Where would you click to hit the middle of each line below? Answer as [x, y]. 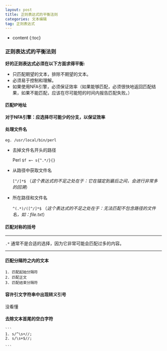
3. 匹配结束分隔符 [22, 283]
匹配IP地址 [16, 105]
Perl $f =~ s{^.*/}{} [34, 160]
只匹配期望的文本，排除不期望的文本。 [51, 74]
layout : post [19, 10]
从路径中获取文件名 [32, 170]
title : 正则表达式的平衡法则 [32, 14]
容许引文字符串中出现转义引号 [36, 294]
